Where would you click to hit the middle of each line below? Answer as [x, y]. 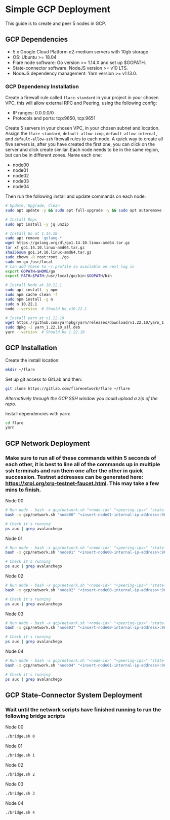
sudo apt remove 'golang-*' [35, 238]
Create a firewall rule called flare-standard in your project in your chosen [82, 98]
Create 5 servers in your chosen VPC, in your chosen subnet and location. [82, 128]
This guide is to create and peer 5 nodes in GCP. [56, 23]
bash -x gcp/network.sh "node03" [40, 628]
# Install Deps [21, 220]
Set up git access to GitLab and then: [44, 379]
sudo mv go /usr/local [29, 262]
